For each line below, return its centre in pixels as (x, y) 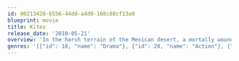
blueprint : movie (33, 20)
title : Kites (27, 27)
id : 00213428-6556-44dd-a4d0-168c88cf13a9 (71, 14)
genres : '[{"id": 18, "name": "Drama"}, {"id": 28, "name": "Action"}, (116, 46)
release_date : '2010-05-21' (49, 33)
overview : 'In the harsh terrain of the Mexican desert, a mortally (111, 40)
